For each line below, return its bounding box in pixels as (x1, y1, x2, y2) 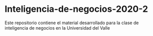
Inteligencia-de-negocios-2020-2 (4, 3, 149, 15)
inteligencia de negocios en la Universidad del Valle (4, 25, 110, 31)
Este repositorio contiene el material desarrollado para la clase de (4, 20, 139, 26)
